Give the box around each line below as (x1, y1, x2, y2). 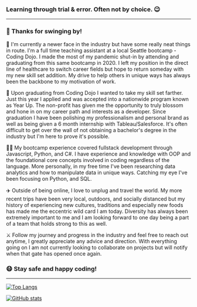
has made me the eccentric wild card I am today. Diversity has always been (6, 208, 188, 215)
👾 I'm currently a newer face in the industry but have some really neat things (6, 40, 191, 47)
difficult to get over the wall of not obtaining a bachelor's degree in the (6, 126, 177, 133)
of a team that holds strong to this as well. (6, 220, 107, 227)
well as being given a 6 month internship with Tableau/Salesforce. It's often (6, 120, 188, 127)
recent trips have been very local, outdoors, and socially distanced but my (6, 195, 185, 202)
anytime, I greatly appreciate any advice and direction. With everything (6, 237, 177, 244)
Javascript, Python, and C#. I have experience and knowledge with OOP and (6, 150, 191, 157)
